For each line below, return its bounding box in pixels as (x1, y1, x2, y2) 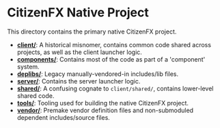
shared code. (16, 91, 55, 100)
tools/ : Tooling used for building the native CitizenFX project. (16, 99, 189, 107)
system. (16, 62, 40, 71)
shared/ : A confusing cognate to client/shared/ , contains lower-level (16, 84, 214, 92)
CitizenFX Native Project (7, 5, 149, 21)
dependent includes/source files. (16, 113, 111, 121)
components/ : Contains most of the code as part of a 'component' (16, 55, 206, 63)
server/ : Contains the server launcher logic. (16, 77, 141, 85)
